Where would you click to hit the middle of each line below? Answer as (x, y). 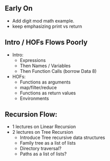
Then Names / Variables (45, 66)
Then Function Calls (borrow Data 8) (58, 71)
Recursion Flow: (31, 115)
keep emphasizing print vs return (47, 26)
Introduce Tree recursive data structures (62, 137)
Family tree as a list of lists (48, 143)
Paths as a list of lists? (43, 154)
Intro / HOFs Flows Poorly (46, 42)
